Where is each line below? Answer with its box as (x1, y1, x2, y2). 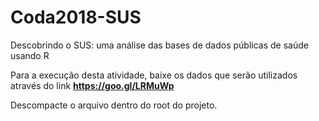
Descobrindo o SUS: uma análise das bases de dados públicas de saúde (10, 39, 309, 51)
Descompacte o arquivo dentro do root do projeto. (10, 99, 218, 111)
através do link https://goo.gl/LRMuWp (10, 79, 175, 91)
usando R (10, 49, 50, 61)
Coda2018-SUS (10, 6, 142, 29)
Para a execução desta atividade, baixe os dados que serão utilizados (10, 69, 298, 81)
